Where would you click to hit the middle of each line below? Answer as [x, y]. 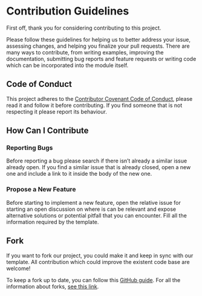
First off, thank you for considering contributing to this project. [84, 28]
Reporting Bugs [30, 148]
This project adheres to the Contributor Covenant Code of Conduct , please [99, 98]
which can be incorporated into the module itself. [67, 65]
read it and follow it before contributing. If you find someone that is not [94, 105]
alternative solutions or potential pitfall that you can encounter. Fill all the [97, 215]
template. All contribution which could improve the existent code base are [98, 262]
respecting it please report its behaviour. [57, 111]
